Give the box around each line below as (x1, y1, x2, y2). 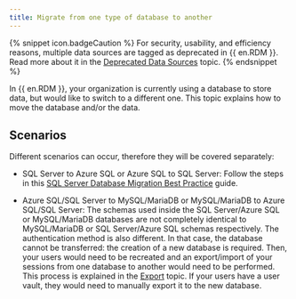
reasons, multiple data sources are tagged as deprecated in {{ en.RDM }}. (9, 46, 279, 58)
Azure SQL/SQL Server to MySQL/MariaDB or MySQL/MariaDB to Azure (21, 195, 285, 206)
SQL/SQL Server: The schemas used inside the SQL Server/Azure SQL (21, 205, 280, 215)
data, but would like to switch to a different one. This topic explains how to (9, 93, 282, 103)
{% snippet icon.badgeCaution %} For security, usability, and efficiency (9, 37, 271, 48)
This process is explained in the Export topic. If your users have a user (21, 271, 280, 281)
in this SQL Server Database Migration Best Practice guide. (21, 178, 238, 189)
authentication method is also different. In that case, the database (21, 233, 263, 244)
